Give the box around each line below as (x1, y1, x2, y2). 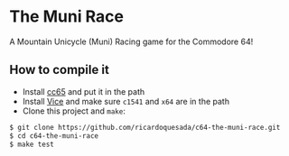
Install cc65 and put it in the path (22, 86, 145, 96)
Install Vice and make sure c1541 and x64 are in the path (22, 96, 230, 106)
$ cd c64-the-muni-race (9, 131, 99, 141)
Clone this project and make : (22, 106, 126, 116)
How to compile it (9, 62, 110, 78)
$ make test (9, 140, 54, 149)
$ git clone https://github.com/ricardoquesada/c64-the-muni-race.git (9, 123, 281, 132)
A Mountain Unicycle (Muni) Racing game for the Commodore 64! (9, 36, 254, 47)
